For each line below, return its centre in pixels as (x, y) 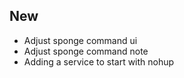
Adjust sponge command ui (80, 40)
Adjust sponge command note (86, 51)
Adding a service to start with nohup (99, 61)
